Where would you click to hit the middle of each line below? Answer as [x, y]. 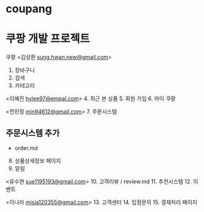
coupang [29, 9]
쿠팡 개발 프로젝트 [48, 39]
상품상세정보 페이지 [38, 160]
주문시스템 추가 [33, 133]
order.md [26, 148]
